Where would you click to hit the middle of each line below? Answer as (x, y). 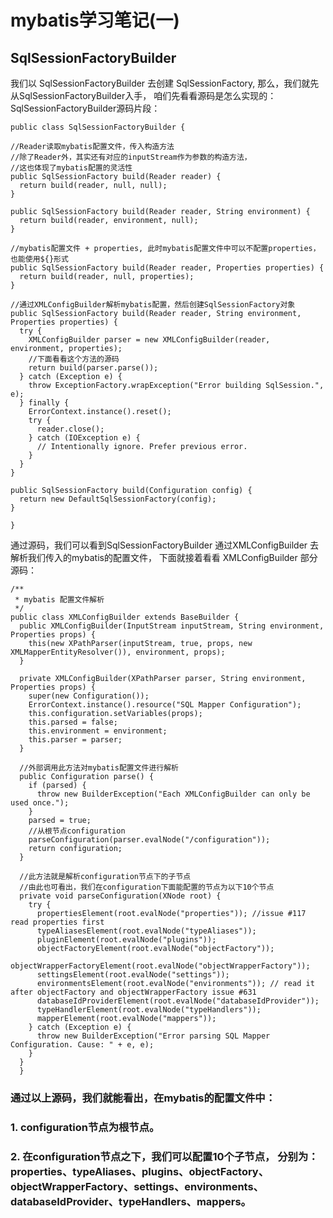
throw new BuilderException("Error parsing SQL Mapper (153, 1036)
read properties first (57, 922)
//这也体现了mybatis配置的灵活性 (71, 168)
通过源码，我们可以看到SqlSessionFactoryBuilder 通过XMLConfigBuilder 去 (165, 545)
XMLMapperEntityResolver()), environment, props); (118, 652)
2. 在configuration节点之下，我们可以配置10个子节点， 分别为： (164, 1156)
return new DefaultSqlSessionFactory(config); (118, 499)
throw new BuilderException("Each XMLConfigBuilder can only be (173, 794)
